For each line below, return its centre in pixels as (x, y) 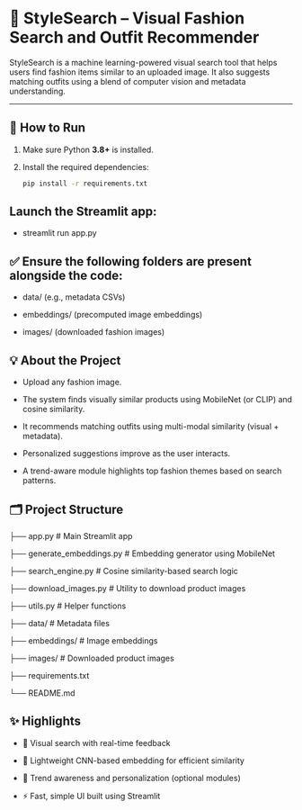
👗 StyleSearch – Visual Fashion (127, 18)
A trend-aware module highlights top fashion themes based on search (152, 471)
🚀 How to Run (48, 128)
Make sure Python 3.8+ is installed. (88, 149)
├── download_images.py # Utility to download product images (128, 588)
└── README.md (42, 693)
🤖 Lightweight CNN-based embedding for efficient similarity (133, 760)
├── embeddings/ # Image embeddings (84, 640)
